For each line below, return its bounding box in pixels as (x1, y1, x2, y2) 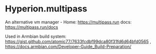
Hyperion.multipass (5, 3, 87, 14)
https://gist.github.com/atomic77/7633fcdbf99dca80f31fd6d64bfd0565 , (5, 38, 152, 44)
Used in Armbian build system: (5, 33, 67, 39)
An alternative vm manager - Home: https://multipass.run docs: (5, 19, 132, 25)
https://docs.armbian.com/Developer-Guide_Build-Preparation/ (5, 43, 132, 49)
